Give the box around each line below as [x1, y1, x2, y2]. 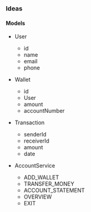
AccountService [14, 162, 56, 169]
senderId [23, 131, 46, 138]
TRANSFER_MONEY [23, 180, 75, 188]
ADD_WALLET [23, 174, 59, 181]
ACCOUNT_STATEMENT [23, 187, 85, 194]
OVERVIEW [23, 193, 53, 200]
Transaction [14, 119, 45, 126]
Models [5, 19, 26, 27]
